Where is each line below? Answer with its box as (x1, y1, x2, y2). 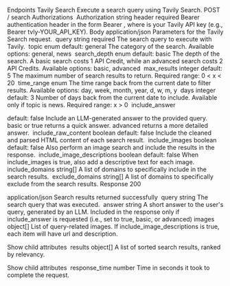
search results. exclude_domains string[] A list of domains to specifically (7, 173, 214, 181)
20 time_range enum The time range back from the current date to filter (7, 79, 211, 87)
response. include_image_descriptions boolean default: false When (7, 151, 199, 159)
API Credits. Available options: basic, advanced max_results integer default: (7, 65, 223, 72)
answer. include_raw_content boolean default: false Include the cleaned (7, 129, 211, 137)
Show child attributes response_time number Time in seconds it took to (7, 264, 210, 272)
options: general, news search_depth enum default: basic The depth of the (7, 49, 220, 58)
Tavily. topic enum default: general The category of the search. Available (7, 43, 214, 50)
